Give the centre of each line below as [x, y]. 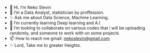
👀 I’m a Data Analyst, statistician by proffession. [57, 12]
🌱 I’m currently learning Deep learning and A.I [55, 23]
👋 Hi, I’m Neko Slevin [30, 7]
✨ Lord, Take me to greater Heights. [45, 45]
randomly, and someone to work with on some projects [64, 33]
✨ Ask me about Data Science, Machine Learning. [59, 17]
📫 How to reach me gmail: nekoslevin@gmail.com [60, 38]
